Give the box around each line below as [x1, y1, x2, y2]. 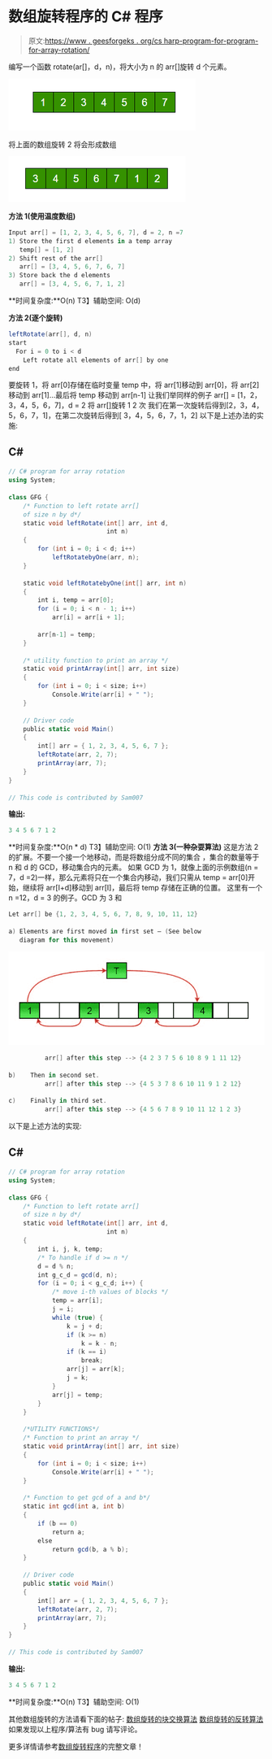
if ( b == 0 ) [37, 1519, 79, 1527]
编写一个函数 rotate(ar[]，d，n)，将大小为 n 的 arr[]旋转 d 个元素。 [8, 62, 231, 72]
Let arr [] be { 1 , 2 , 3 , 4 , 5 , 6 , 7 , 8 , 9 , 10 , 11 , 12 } [8, 910, 198, 919]
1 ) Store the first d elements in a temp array [8, 237, 173, 245]
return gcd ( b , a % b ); [51, 1545, 129, 1553]
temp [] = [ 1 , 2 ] [19, 246, 75, 254]
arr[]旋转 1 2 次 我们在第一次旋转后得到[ [96, 400, 229, 411]
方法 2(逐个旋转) [8, 313, 63, 323]
